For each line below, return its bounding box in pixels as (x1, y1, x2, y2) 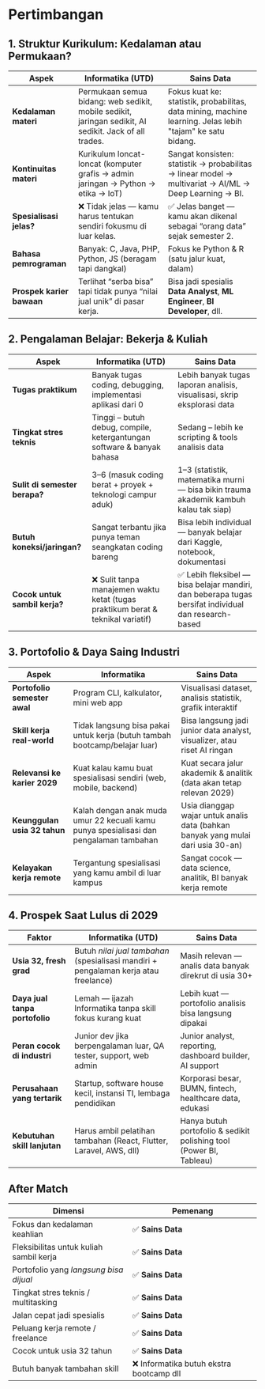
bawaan (12, 296, 43, 306)
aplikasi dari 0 (91, 399, 144, 410)
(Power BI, (180, 1145, 218, 1156)
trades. (77, 136, 104, 146)
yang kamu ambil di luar (73, 867, 162, 878)
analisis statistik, (181, 692, 242, 703)
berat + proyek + (91, 479, 154, 490)
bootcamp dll (132, 1368, 181, 1380)
